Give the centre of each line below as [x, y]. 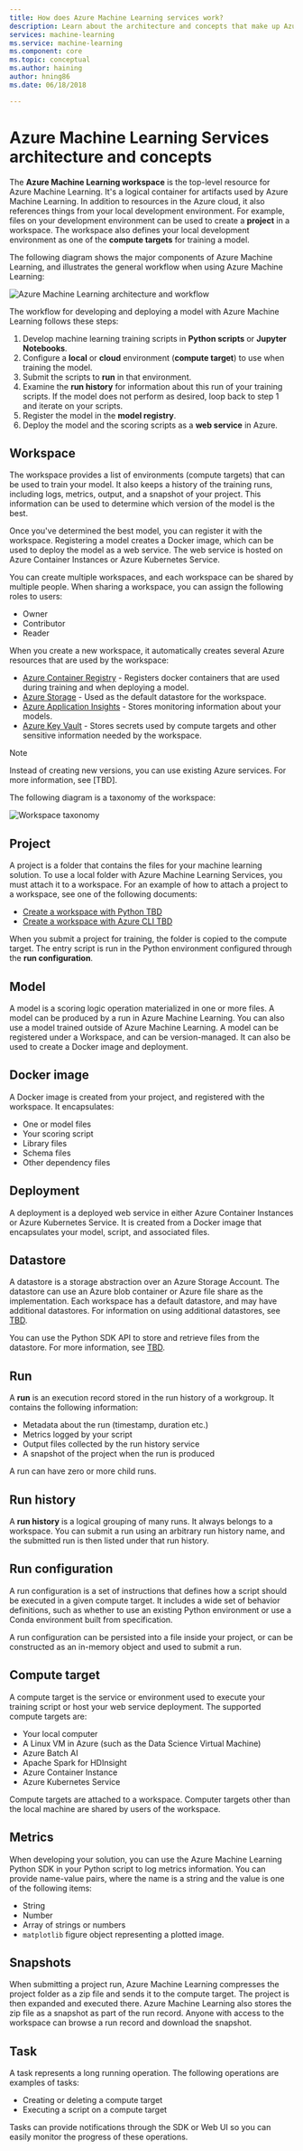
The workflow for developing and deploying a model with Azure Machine [144, 311]
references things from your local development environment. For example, [147, 211]
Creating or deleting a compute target [92, 2100]
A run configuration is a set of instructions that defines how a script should [148, 1590]
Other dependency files [66, 1162]
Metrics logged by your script [77, 1435]
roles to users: [36, 597]
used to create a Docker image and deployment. [99, 1047]
